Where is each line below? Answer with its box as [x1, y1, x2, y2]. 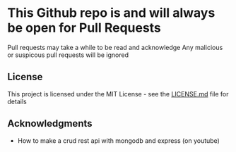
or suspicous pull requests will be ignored [7, 51, 129, 59]
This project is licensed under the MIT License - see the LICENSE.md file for [7, 89, 229, 98]
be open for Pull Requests [7, 20, 161, 36]
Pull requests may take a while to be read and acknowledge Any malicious [7, 43, 223, 51]
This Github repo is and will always [7, 5, 216, 21]
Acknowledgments [7, 118, 93, 129]
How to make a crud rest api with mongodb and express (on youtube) [17, 136, 220, 145]
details [7, 97, 27, 106]
